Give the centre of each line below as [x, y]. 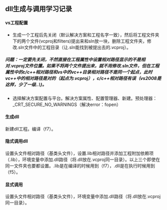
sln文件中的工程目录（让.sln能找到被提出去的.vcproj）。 [74, 47]
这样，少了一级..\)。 [26, 84]
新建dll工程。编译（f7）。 [30, 128]
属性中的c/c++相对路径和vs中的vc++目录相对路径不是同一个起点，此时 [79, 72]
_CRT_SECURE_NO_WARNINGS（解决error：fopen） [66, 104]
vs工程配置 [17, 22]
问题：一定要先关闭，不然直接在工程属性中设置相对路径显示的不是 [73, 59]
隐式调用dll [17, 141]
